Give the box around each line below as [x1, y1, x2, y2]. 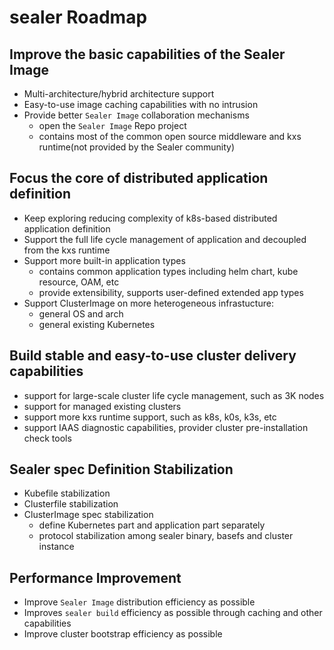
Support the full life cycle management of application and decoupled [23, 233, 307, 245]
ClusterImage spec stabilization [23, 509, 154, 521]
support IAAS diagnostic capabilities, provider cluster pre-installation [23, 421, 309, 433]
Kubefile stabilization [23, 487, 111, 500]
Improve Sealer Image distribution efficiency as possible [23, 596, 256, 608]
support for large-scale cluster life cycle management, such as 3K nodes [23, 389, 325, 401]
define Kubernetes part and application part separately [38, 519, 266, 531]
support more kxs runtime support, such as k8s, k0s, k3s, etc [23, 411, 277, 423]
